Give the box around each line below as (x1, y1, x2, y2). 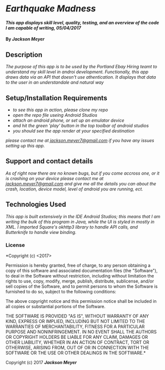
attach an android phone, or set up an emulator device (12, 117, 125, 123)
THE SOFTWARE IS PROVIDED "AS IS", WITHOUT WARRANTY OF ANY (5, 313, 149, 319)
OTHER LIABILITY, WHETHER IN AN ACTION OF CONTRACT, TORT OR (5, 339, 149, 345)
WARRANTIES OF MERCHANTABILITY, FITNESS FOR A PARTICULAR (5, 324, 145, 329)
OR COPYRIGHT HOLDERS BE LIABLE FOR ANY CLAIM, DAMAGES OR (5, 334, 148, 340)
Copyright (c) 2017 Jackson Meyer (5, 359, 77, 365)
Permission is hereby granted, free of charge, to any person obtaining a (5, 262, 151, 268)
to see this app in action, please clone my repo (12, 107, 108, 113)
